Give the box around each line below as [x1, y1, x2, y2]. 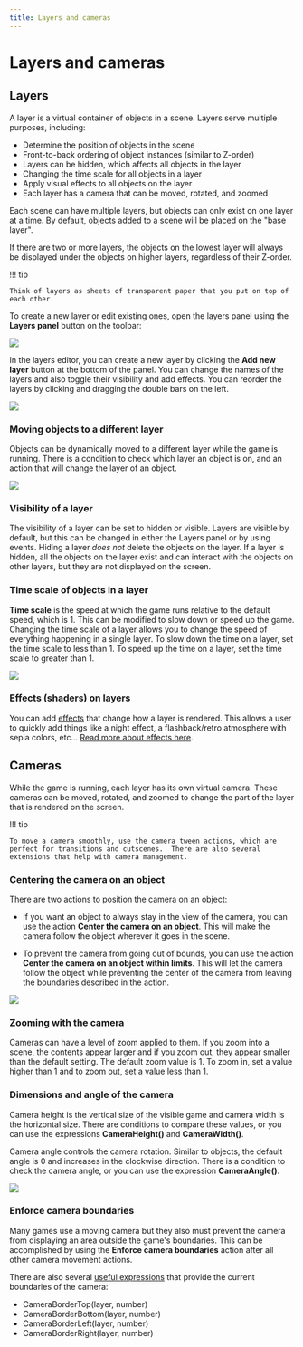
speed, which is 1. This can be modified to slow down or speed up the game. [9, 614, 295, 625]
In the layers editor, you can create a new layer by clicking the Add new [9, 354, 276, 365]
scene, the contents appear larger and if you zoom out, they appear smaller [9, 1046, 291, 1057]
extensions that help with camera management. [9, 852, 188, 861]
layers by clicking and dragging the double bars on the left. [9, 383, 229, 394]
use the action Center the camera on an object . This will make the [22, 921, 270, 931]
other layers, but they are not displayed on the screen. [9, 561, 212, 572]
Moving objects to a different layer [9, 423, 164, 435]
